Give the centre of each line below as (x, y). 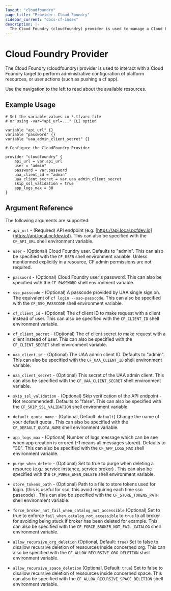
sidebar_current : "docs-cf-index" (42, 19)
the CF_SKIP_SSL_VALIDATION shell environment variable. (70, 407)
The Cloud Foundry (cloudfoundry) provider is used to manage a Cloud (86, 29)
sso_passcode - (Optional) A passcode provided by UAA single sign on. (86, 292)
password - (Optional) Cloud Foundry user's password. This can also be (87, 277)
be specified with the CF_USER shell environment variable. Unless (80, 256)
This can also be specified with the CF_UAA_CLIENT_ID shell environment (87, 360)
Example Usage (31, 105)
